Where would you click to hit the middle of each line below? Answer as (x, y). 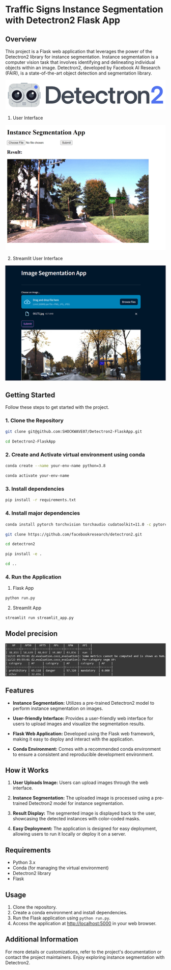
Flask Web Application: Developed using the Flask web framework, (84, 733)
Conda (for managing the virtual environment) (61, 868)
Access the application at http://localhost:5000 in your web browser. (84, 923)
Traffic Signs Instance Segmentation (84, 9)
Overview (21, 39)
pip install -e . (24, 554)
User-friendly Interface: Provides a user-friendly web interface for (83, 718)
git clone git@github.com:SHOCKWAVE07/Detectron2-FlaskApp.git (74, 432)
